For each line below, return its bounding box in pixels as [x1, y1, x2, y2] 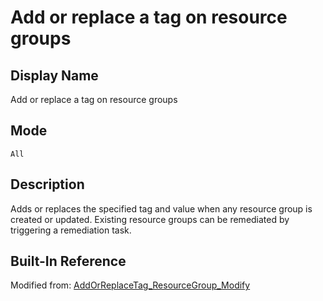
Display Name [10, 67, 99, 84]
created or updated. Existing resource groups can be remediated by [10, 213, 290, 225]
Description [10, 176, 85, 193]
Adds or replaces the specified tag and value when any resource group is [10, 202, 313, 215]
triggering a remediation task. [10, 224, 132, 236]
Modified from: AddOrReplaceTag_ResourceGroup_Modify [10, 279, 251, 291]
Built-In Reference [10, 253, 127, 270]
